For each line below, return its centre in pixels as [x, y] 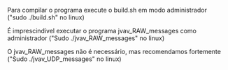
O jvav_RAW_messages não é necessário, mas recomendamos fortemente [114, 52]
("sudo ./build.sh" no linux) [46, 17]
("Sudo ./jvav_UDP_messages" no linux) [64, 59]
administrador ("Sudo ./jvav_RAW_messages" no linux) [86, 38]
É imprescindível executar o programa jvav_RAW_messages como [102, 31]
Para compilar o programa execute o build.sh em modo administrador [107, 10]
